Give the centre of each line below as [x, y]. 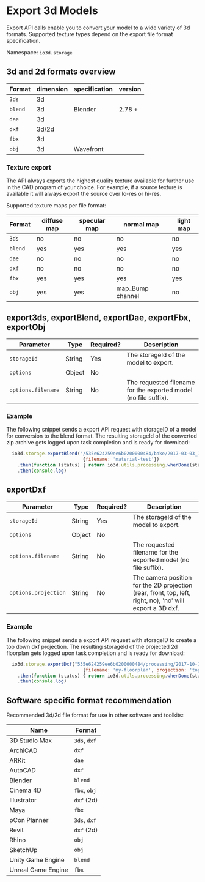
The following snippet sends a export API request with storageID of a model [102, 430]
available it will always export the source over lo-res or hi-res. [84, 194]
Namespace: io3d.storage [39, 52]
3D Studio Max [31, 741]
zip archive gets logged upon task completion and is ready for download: [98, 443]
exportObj [26, 327]
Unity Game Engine [37, 860]
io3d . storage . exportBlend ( [46, 454]
